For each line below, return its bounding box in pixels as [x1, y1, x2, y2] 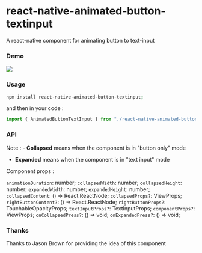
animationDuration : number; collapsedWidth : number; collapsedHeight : [6, 179, 182, 186]
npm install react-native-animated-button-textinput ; [6, 94, 144, 100]
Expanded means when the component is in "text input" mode [14, 156, 170, 163]
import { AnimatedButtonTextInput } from [6, 116, 112, 123]
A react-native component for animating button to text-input [6, 37, 155, 44]
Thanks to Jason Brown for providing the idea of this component [6, 239, 167, 247]
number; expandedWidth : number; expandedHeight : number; [6, 185, 150, 193]
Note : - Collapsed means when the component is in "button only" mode [6, 144, 186, 151]
